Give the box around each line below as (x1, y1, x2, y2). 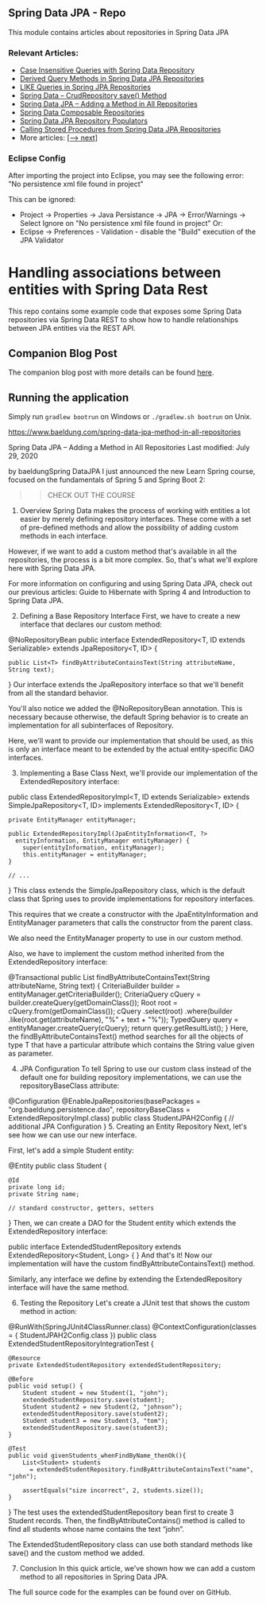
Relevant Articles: (8, 47, 79, 58)
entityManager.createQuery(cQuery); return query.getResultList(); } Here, (8, 1023, 249, 1032)
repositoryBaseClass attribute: (19, 1081, 120, 1090)
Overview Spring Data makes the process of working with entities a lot (19, 505, 250, 515)
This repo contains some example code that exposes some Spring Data (8, 306, 242, 317)
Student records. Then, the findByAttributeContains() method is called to (8, 1515, 245, 1525)
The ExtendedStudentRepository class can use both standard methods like (8, 1539, 253, 1549)
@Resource (8, 1354, 41, 1362)
